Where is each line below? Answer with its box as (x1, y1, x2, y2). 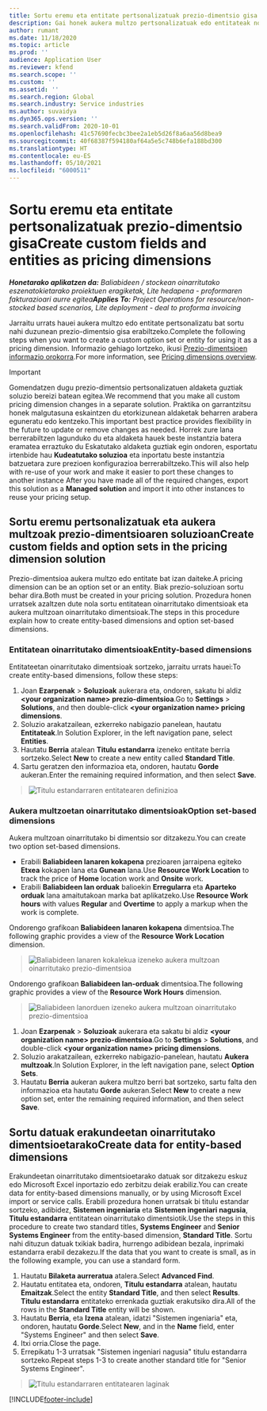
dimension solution (9, 552, 106, 566)
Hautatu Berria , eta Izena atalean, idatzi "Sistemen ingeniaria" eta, (20, 1313, 238, 1323)
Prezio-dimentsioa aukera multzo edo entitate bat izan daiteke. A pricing (9, 573, 243, 583)
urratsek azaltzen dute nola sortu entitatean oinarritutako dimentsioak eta (9, 598, 249, 608)
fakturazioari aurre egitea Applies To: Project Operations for (9, 294, 205, 304)
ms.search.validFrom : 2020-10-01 (9, 122, 120, 130)
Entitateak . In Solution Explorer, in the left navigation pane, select (20, 728, 233, 738)
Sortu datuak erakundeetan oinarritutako (9, 1125, 216, 1139)
